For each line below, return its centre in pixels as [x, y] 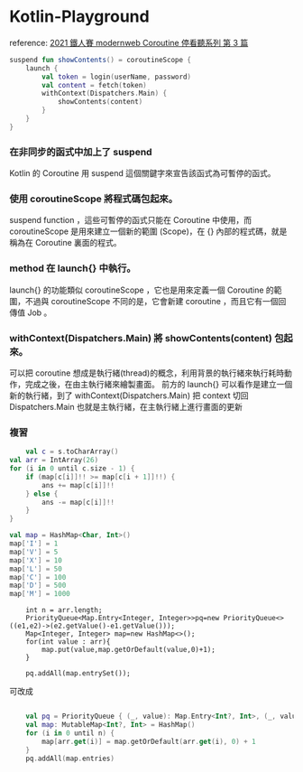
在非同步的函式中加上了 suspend [81, 152]
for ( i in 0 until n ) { [70, 733]
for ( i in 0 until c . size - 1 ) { [72, 469]
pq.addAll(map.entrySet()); [78, 674]
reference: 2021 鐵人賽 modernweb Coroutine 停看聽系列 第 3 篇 [129, 42]
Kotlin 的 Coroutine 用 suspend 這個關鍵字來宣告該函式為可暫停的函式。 [142, 173]
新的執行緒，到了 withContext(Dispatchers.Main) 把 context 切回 [129, 395]
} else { [42, 494]
